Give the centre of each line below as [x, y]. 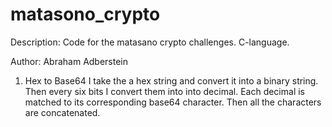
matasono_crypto [85, 14]
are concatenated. [62, 112]
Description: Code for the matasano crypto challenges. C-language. [150, 42]
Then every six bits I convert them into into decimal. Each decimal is [164, 91]
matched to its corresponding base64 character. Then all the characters [173, 102]
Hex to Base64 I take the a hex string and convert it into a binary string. [171, 80]
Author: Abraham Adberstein [69, 61]
